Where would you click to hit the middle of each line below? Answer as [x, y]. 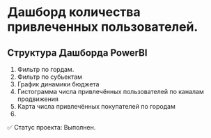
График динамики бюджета [58, 84]
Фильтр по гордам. [46, 69]
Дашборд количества [74, 12]
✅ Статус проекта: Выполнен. [52, 127]
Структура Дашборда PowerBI [77, 53]
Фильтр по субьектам [49, 77]
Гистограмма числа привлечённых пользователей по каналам [110, 92]
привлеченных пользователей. [103, 27]
